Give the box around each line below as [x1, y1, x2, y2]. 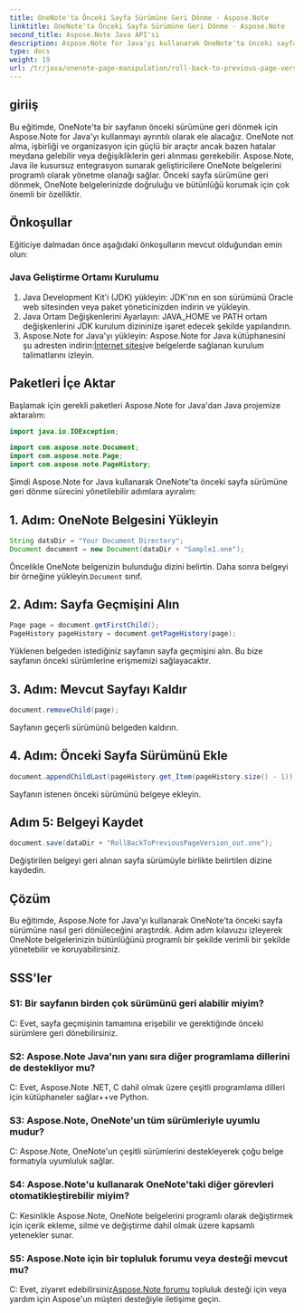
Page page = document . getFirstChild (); [9, 621, 160, 630]
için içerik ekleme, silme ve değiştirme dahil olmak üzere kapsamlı [9, 1220, 255, 1231]
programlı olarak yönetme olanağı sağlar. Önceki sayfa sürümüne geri [9, 169, 269, 180]
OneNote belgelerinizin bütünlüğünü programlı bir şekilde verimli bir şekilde [9, 934, 290, 945]
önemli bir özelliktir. [9, 188, 82, 199]
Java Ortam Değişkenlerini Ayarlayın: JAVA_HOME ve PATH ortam [22, 311, 268, 321]
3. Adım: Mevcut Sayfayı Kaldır [9, 681, 187, 697]
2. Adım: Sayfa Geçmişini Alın [9, 597, 180, 612]
